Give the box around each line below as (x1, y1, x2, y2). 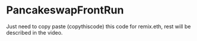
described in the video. (6, 29, 63, 36)
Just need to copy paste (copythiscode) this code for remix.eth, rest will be (6, 23, 191, 30)
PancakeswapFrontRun (6, 4, 124, 17)
